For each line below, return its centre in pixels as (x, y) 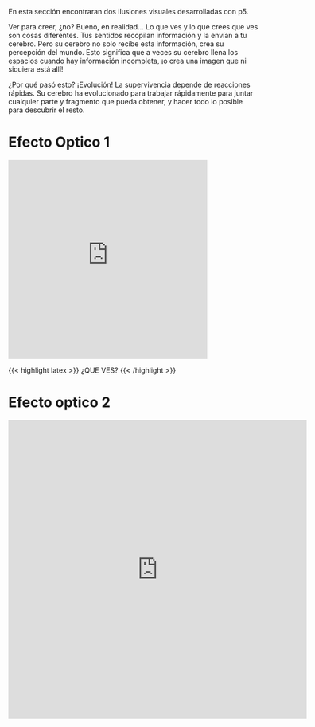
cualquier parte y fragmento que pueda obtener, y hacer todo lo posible (126, 102)
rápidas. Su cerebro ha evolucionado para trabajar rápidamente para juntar (131, 93)
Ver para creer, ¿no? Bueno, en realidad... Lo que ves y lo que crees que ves (133, 27)
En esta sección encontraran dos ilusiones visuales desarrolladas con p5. (128, 12)
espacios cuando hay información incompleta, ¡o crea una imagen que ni (127, 61)
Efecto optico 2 (60, 403)
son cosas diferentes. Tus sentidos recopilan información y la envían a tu (128, 35)
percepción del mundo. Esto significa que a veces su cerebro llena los (123, 52)
